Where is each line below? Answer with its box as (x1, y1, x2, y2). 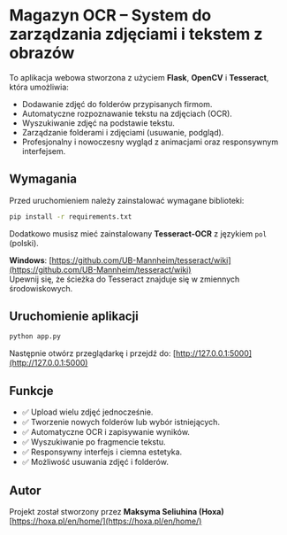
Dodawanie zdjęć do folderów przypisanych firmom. (21, 98, 213, 109)
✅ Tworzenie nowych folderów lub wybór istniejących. (21, 417, 221, 428)
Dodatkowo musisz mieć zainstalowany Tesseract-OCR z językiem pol (9, 228, 268, 239)
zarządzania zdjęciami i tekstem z (9, 24, 263, 44)
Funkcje (9, 383, 55, 399)
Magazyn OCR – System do (9, 5, 212, 26)
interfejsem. (21, 145, 66, 156)
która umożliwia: (9, 81, 69, 92)
